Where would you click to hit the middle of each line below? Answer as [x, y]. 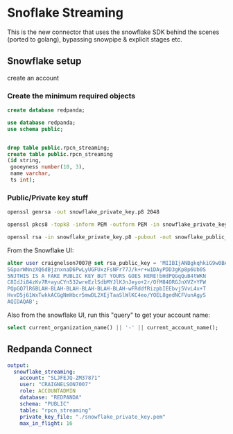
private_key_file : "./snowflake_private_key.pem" [93, 417]
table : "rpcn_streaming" [55, 410]
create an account [33, 78]
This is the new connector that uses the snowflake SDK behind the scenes [113, 32]
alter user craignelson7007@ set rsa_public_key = [82, 263]
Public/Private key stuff [48, 198]
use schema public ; [35, 129]
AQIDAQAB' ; [23, 302]
